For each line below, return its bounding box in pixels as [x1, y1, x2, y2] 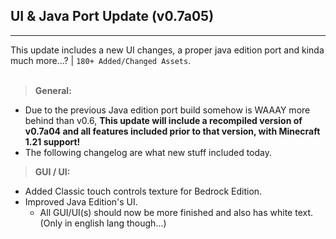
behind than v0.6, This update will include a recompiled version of [24, 114, 303, 126]
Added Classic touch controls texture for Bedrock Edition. [24, 185, 263, 197]
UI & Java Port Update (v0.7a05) [10, 8, 215, 25]
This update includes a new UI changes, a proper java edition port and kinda [10, 44, 325, 56]
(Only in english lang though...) [39, 217, 167, 229]
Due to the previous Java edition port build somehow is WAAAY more [24, 104, 311, 116]
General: [34, 84, 72, 96]
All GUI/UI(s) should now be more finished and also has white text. [39, 206, 314, 218]
